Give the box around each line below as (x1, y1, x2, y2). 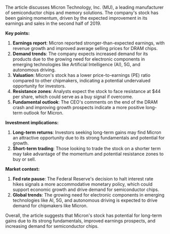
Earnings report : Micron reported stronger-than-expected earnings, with (12, 40, 165, 46)
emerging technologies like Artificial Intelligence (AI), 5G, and (12, 62, 141, 67)
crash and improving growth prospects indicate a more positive (12, 105, 145, 110)
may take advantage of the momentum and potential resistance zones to (12, 151, 164, 157)
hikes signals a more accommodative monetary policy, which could (12, 181, 153, 187)
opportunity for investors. (12, 83, 66, 89)
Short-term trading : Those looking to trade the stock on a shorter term (12, 146, 161, 151)
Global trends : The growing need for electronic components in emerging (12, 192, 164, 198)
